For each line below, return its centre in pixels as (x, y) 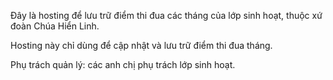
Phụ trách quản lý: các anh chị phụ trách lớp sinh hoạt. (123, 64)
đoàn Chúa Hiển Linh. (55, 26)
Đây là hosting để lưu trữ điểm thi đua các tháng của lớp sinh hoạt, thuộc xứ (166, 15)
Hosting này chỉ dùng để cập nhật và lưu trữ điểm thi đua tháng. (141, 45)
